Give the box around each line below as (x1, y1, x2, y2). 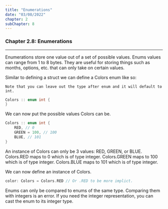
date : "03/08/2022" (5, 12, 46, 17)
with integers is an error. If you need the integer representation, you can (5, 192, 153, 198)
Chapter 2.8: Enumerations (5, 38, 72, 45)
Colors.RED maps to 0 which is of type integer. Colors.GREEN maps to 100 (5, 153, 158, 159)
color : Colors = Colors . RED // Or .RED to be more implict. (5, 178, 133, 183)
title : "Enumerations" (5, 7, 52, 13)
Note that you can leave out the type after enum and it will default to (5, 84, 162, 89)
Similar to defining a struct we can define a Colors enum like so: (5, 74, 136, 80)
